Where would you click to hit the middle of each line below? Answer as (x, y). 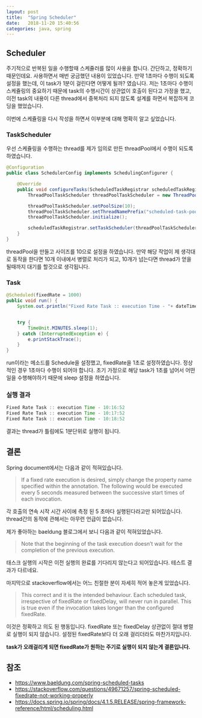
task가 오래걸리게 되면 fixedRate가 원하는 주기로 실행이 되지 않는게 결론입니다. (98, 647)
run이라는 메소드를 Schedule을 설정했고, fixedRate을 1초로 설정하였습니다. (94, 363)
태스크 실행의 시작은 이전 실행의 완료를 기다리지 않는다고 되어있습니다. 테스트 (96, 562)
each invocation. (41, 499)
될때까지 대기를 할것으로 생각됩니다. (48, 266)
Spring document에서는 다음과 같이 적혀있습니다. (65, 467)
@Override (29, 184)
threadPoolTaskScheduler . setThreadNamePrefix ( (87, 211)
